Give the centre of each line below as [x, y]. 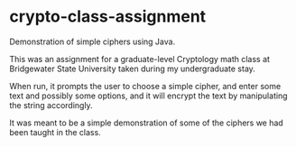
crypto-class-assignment [108, 17]
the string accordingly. [51, 105]
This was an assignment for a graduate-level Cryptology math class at [140, 59]
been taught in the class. [55, 132]
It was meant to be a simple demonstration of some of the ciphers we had [147, 123]
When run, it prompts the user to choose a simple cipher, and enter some [145, 86]
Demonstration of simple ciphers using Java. [92, 41]
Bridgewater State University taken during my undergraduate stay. [132, 69]
